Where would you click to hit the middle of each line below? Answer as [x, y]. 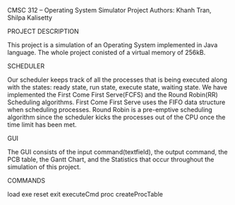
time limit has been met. [42, 125]
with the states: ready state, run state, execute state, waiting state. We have [117, 87]
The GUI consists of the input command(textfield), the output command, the [117, 152]
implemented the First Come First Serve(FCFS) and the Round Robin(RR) [113, 95]
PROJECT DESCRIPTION [43, 31]
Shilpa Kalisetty [30, 18]
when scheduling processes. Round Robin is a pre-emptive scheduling [110, 110]
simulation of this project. [44, 167]
